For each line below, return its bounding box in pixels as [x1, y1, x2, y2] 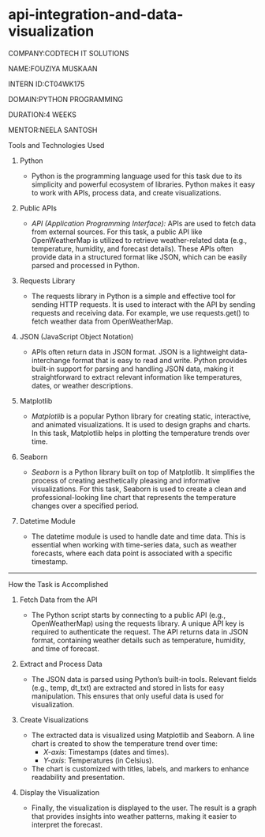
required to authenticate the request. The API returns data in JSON [31, 627, 248, 636]
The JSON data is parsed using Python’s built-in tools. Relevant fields [31, 674, 257, 684]
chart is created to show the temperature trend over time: [31, 738, 218, 748]
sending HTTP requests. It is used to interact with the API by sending [31, 299, 256, 309]
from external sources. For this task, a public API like [31, 227, 203, 237]
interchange [31, 355, 71, 365]
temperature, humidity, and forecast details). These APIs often [31, 244, 234, 253]
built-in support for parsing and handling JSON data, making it [31, 364, 234, 373]
